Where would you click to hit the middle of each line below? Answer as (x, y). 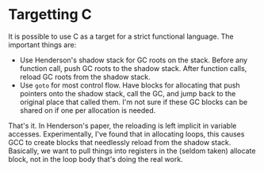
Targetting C (50, 15)
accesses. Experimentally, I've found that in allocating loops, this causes (126, 134)
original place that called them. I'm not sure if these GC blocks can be (134, 102)
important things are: (42, 44)
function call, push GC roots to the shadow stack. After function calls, (133, 68)
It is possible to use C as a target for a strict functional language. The (121, 36)
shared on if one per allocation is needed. (88, 110)
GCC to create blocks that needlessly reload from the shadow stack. (120, 142)
